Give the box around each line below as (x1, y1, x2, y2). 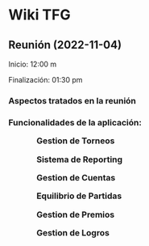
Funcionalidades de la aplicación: (8, 117, 143, 128)
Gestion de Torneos (35, 135, 115, 146)
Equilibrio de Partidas (35, 190, 122, 201)
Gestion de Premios (35, 209, 115, 220)
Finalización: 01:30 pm (8, 75, 83, 84)
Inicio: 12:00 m (8, 59, 57, 69)
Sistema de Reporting (35, 154, 123, 165)
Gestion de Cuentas (35, 172, 116, 183)
